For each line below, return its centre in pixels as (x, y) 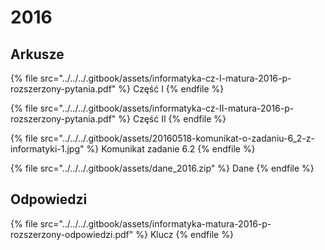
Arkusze (37, 54)
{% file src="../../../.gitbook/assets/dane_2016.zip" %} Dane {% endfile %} (162, 168)
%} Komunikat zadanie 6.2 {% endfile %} (171, 149)
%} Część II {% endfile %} (172, 119)
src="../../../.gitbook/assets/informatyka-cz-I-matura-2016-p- (165, 78)
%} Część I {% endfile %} (171, 89)
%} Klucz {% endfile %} (184, 234)
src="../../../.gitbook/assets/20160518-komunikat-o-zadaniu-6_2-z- (177, 138)
